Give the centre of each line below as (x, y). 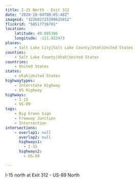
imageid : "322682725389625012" (38, 19)
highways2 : (30, 152)
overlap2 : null (35, 137)
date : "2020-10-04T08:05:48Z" (37, 15)
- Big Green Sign (33, 114)
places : (13, 43)
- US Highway (28, 90)
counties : (16, 52)
